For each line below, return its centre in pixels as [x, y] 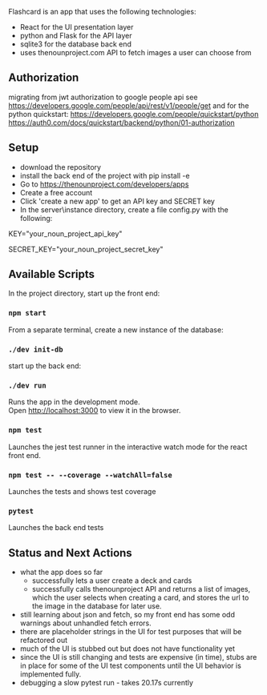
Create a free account [56, 192]
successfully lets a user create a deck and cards [112, 581]
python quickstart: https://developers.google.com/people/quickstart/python [133, 114]
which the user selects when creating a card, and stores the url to [140, 598]
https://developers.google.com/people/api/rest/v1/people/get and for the [129, 105]
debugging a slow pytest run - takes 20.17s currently [107, 683]
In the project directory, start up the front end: [84, 293]
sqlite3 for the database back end [76, 44]
